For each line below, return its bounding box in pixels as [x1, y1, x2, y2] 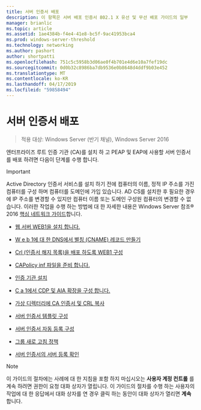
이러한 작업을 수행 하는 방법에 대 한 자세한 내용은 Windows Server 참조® [23, 202, 194, 210]
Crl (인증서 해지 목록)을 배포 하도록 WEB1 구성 [14, 249, 123, 256]
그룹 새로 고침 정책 [14, 337, 59, 345]
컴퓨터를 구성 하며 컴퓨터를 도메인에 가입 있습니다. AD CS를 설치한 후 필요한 [6, 187, 184, 195]
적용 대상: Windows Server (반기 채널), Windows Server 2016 [20, 136, 169, 143]
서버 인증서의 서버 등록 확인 [14, 351, 80, 358]
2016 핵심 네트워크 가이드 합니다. [6, 210, 83, 217]
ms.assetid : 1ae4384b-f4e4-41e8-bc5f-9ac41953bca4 [6, 31, 136, 37]
